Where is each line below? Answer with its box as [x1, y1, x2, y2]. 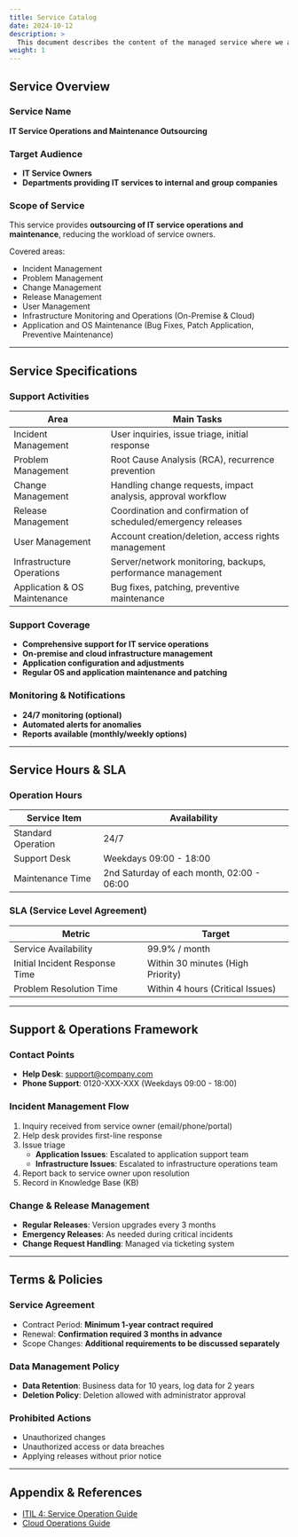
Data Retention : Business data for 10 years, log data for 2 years [21, 1380, 255, 1391]
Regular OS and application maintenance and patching [21, 667, 228, 678]
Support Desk [13, 853, 71, 865]
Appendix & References [9, 1485, 143, 1500]
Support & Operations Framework [9, 1022, 199, 1037]
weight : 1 [9, 46, 46, 55]
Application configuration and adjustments [21, 658, 184, 668]
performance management [110, 567, 223, 579]
